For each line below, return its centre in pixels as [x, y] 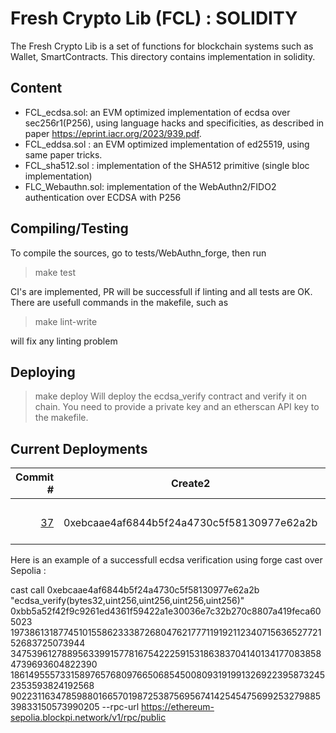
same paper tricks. [63, 154]
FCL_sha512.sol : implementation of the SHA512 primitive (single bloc [167, 165]
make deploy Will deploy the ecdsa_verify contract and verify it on [170, 396]
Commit [35, 477]
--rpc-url [120, 707]
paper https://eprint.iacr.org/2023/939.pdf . [113, 133]
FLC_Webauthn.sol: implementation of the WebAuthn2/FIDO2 [150, 186]
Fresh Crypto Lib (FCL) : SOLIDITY [154, 18]
